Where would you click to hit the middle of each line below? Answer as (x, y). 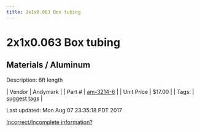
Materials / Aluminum (48, 65)
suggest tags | (25, 98)
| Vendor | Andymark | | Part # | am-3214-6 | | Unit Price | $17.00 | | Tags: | (100, 91)
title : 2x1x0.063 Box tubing (44, 12)
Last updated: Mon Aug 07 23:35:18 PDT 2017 (64, 110)
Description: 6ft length (35, 80)
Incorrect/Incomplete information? (50, 122)
